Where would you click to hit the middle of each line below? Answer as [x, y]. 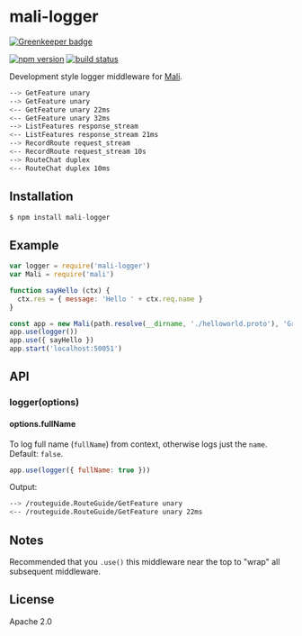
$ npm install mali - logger [60, 217]
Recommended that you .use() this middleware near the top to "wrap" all [145, 562]
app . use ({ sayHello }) [52, 341]
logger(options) [44, 403]
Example [34, 245]
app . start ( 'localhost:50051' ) [66, 349]
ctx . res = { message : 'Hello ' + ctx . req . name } [110, 299]
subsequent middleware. [55, 572]
